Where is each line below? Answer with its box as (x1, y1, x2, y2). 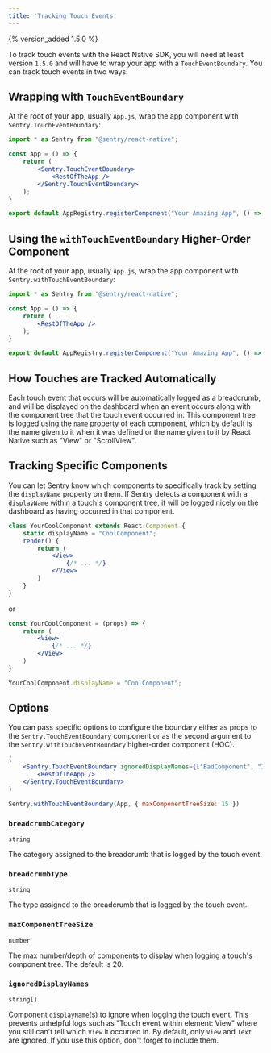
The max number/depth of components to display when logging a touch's (8, 951, 252, 960)
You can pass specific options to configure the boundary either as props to (8, 722, 258, 732)
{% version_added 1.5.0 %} (8, 34, 98, 44)
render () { (23, 537, 60, 545)
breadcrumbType (8, 869, 69, 879)
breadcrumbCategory (8, 819, 85, 828)
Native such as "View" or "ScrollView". (8, 436, 137, 446)
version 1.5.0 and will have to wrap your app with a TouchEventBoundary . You (8, 58, 263, 68)
